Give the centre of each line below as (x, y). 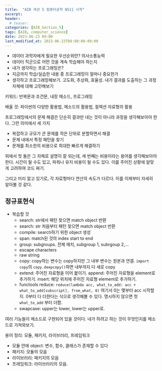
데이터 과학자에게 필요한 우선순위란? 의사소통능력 (59, 55)
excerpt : (14, 14)
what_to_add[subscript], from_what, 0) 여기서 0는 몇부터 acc (80, 290)
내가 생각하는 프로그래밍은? (38, 68)
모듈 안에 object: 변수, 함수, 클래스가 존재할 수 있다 (60, 345)
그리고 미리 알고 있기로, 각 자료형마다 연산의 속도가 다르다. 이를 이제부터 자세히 (79, 178)
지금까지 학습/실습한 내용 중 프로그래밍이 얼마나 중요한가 (65, 74)
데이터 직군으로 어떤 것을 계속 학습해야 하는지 (55, 62)
